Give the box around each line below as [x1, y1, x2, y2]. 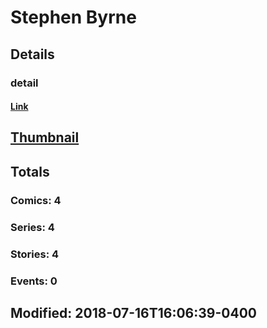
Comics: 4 [10, 193, 62, 207]
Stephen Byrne [10, 6, 137, 29]
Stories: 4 [10, 247, 60, 261]
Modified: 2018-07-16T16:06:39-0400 [10, 304, 257, 321]
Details [10, 46, 55, 63]
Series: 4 [10, 220, 55, 234]
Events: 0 [10, 274, 58, 288]
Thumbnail [10, 129, 80, 146]
